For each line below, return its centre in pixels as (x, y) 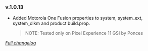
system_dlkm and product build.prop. (51, 23)
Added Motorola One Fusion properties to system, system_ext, (78, 18)
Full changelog (21, 43)
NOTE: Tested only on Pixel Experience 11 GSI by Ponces (84, 33)
